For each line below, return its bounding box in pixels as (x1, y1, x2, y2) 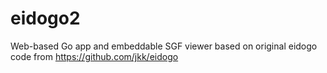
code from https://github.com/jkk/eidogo (10, 50, 179, 62)
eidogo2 (10, 7, 81, 30)
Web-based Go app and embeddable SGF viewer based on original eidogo (10, 40, 318, 52)
